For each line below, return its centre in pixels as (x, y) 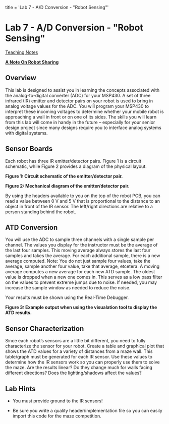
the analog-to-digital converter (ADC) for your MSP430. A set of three (78, 95)
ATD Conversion (32, 227)
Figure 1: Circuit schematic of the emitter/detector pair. (64, 176)
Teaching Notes (22, 52)
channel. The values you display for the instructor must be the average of (81, 245)
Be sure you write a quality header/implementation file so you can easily (87, 411)
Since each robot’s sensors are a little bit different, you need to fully (75, 341)
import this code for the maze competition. (57, 416)
